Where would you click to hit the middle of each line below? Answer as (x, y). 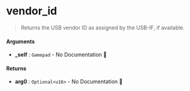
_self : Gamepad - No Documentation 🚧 (61, 54)
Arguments (21, 41)
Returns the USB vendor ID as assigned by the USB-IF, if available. (103, 28)
